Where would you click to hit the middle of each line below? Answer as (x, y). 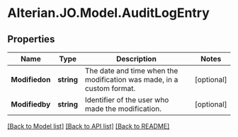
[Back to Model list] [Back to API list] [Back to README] (89, 126)
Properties (31, 39)
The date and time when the (131, 71)
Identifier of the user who (127, 100)
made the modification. (123, 109)
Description (136, 59)
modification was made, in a (131, 79)
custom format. (110, 88)
